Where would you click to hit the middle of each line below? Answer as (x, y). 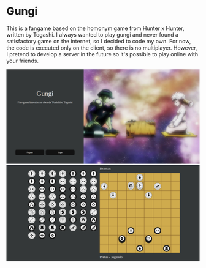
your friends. (22, 61)
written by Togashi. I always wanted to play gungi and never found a (93, 34)
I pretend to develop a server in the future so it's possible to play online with (102, 54)
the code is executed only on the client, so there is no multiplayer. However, (102, 48)
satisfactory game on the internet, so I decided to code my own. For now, (99, 41)
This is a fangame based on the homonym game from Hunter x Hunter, (96, 28)
